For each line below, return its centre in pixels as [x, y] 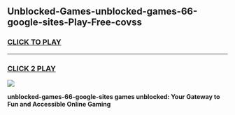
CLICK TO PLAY [34, 43]
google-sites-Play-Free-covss [74, 23]
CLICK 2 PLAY [31, 68]
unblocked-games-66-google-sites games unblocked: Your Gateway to [114, 96]
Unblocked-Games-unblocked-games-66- [102, 11]
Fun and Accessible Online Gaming [59, 104]
